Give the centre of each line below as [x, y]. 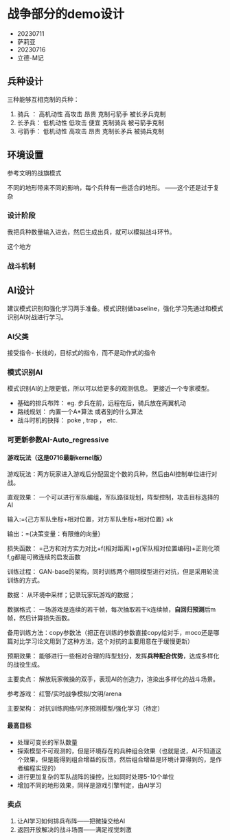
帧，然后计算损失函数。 [40, 618]
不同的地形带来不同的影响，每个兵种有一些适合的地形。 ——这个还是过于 [110, 187]
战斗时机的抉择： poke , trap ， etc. [67, 420]
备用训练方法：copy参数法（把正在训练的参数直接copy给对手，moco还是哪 [113, 633]
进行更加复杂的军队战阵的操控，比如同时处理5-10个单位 [96, 776]
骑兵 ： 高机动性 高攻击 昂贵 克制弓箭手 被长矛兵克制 [91, 114]
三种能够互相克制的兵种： [43, 99]
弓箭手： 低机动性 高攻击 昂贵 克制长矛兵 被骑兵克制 [91, 131]
